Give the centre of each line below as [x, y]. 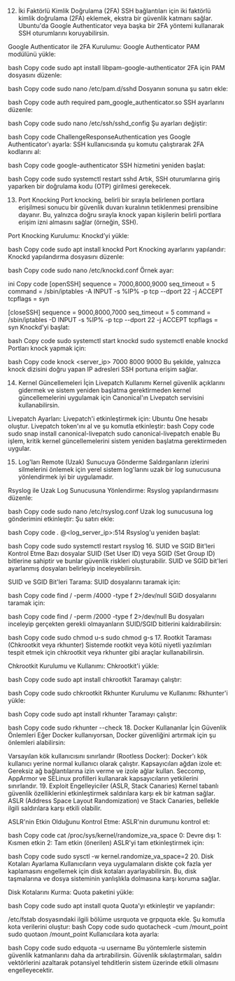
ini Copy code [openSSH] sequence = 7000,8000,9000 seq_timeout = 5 [112, 284]
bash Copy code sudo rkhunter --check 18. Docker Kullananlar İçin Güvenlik [117, 728]
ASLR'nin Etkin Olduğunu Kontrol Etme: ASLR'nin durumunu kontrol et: [109, 822]
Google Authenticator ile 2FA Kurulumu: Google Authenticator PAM [104, 47]
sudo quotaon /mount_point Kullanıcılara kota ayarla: [84, 934]
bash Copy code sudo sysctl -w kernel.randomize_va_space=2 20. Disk [111, 856]
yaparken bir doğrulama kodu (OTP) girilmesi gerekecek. [90, 186]
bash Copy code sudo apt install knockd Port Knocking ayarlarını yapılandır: [117, 249]
